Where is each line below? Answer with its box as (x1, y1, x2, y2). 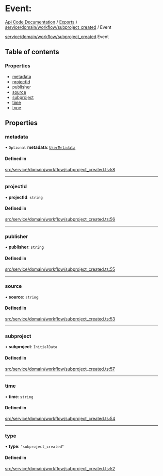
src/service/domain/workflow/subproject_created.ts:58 (5, 166, 115, 172)
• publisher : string (5, 244, 44, 250)
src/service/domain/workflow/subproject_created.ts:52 (5, 465, 115, 471)
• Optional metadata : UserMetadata (5, 144, 76, 150)
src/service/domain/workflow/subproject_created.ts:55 (5, 266, 115, 272)
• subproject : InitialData (5, 344, 58, 350)
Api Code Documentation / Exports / (5, 19, 78, 25)
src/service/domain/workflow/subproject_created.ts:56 (5, 217, 115, 222)
